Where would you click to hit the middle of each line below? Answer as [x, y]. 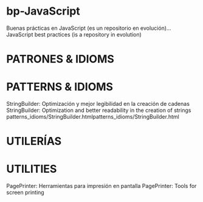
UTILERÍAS [34, 141]
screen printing [25, 192]
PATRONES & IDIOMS [60, 59]
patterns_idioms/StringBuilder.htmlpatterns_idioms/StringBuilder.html [93, 117]
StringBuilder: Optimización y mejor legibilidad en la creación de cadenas [98, 104]
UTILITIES [32, 169]
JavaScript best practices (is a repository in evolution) [74, 34]
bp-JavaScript [43, 11]
